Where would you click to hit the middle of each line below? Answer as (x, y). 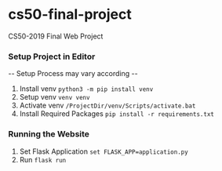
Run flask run (43, 159)
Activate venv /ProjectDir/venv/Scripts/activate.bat (107, 106)
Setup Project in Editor (52, 56)
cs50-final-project (70, 15)
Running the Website (49, 134)
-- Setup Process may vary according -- (73, 74)
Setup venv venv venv (55, 97)
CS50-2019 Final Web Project (56, 36)
